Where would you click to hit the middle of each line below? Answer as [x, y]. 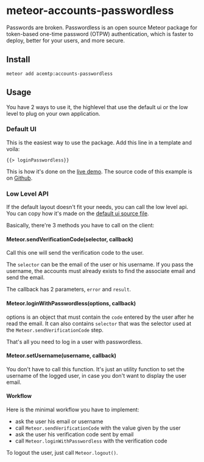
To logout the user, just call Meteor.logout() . [62, 452]
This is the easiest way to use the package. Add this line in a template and [99, 142]
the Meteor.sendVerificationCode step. [55, 330]
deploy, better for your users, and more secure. [65, 40]
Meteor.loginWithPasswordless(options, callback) [71, 303]
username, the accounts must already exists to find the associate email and [101, 271]
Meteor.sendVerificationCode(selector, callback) [70, 239]
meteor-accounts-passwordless [90, 11]
